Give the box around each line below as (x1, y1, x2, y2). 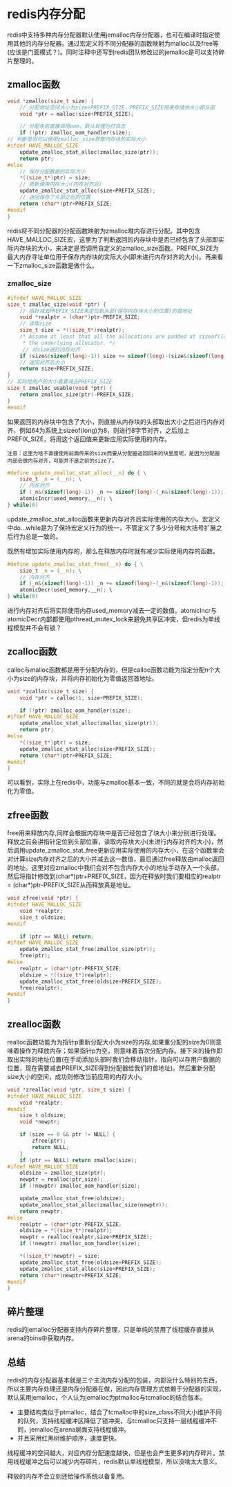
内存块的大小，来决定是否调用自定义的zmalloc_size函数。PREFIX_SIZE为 (12, 244, 220, 252)
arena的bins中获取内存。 (7, 1334, 78, 1342)
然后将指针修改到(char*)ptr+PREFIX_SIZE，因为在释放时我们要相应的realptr (7, 872, 222, 880)
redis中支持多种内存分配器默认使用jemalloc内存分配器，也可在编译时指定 (7, 30, 215, 39)
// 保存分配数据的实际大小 (19, 168, 86, 175)
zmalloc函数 (7, 79, 61, 91)
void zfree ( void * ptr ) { (7, 895, 79, 902)
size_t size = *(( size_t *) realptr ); (19, 327, 126, 334)
